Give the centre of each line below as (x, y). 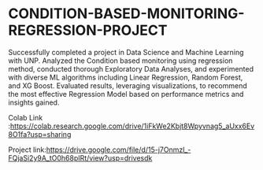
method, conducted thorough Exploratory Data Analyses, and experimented (131, 68)
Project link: (28, 150)
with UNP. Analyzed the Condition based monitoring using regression (120, 61)
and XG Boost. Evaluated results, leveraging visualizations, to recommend (128, 85)
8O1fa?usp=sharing (40, 134)
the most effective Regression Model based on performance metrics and (126, 94)
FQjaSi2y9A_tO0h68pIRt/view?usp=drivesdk (80, 157)
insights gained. (34, 102)
